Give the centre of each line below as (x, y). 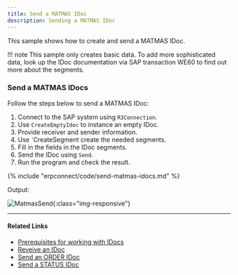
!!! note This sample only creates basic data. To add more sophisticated (112, 55)
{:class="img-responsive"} (92, 203)
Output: (18, 189)
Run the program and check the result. (74, 162)
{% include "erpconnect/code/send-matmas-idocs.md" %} (94, 176)
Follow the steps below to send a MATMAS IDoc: (78, 103)
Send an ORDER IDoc (49, 257)
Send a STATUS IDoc (48, 264)
